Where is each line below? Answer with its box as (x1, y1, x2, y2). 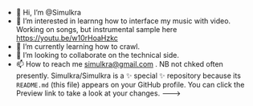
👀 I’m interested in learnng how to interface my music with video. (15, 16, 231, 26)
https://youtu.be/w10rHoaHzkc (15, 33, 119, 43)
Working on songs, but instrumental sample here (15, 25, 178, 34)
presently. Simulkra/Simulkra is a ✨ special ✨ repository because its (15, 71, 241, 80)
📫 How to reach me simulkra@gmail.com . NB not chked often (15, 59, 223, 68)
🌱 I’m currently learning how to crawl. (15, 42, 141, 51)
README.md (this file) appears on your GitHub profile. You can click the (15, 80, 245, 89)
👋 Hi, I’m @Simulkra (15, 8, 82, 17)
